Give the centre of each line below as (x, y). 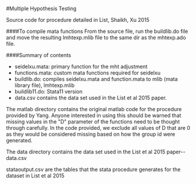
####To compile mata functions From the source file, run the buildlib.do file (97, 31)
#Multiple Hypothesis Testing (42, 9)
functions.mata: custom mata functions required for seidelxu (87, 73)
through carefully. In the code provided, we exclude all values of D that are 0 (98, 128)
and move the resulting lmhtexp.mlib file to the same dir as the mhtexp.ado (96, 37)
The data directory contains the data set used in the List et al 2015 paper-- (96, 152)
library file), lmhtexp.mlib (44, 85)
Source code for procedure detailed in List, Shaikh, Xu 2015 (78, 20)
